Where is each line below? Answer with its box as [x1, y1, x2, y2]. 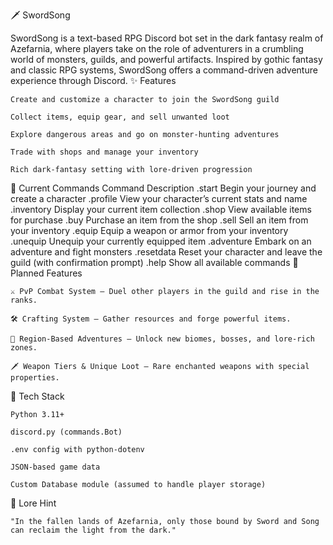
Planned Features [10, 267, 83, 279]
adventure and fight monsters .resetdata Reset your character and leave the [10, 246, 323, 258]
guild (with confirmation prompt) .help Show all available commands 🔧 [10, 257, 299, 268]
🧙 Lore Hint [10, 497, 57, 509]
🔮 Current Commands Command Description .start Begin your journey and [10, 182, 317, 194]
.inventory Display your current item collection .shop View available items [10, 204, 312, 215]
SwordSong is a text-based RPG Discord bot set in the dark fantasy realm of [10, 32, 324, 44]
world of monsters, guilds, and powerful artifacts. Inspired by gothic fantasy [10, 54, 323, 65]
